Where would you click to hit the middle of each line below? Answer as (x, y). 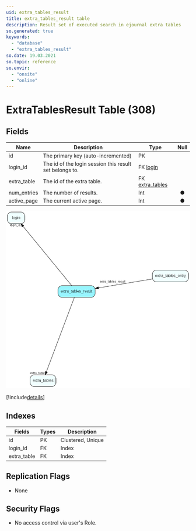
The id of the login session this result (87, 164)
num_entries (23, 193)
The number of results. (70, 193)
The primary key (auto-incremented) (87, 156)
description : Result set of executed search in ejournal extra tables (94, 25)
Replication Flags (38, 476)
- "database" (27, 43)
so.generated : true (30, 31)
